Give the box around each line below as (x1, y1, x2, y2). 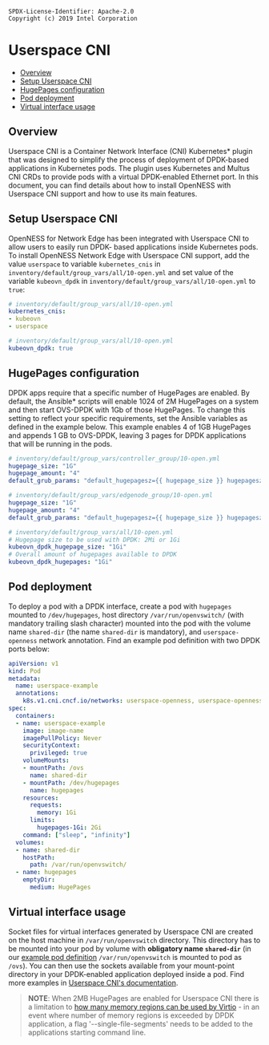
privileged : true (29, 749, 88, 757)
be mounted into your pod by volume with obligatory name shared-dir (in (8, 943, 251, 954)
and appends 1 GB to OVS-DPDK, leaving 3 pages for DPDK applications (8, 430, 247, 440)
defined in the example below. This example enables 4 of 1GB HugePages (8, 422, 251, 431)
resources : (22, 794, 59, 802)
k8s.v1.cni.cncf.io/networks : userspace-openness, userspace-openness (22, 697, 263, 705)
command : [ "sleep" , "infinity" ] (22, 831, 130, 839)
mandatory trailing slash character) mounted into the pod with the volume (8, 618, 251, 628)
